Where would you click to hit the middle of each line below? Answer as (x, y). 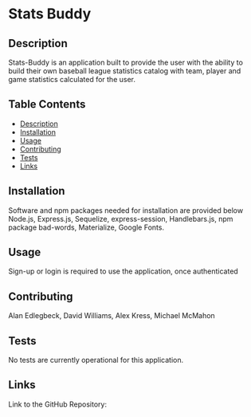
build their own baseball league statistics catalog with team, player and (125, 71)
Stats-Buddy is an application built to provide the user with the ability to (125, 62)
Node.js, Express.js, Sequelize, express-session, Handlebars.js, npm (121, 218)
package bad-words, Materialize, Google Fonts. (86, 227)
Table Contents (47, 104)
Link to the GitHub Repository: (58, 404)
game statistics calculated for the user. (72, 79)
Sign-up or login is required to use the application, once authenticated (124, 271)
